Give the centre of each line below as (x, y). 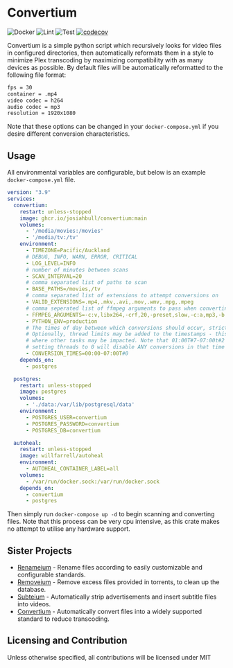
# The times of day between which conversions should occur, (116, 328)
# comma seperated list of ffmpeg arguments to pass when (111, 308)
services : (21, 199)
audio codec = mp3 (34, 107)
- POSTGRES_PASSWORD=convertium (72, 424)
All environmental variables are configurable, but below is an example (106, 173)
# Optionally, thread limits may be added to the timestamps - (119, 334)
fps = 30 (20, 87)
